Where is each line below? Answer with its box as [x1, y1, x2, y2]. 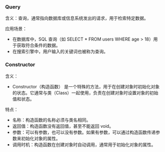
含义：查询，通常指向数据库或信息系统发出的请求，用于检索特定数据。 [5, 15, 149, 21]
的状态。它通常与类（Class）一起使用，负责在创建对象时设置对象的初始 [12, 90, 159, 96]
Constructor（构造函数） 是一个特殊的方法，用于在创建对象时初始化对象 [12, 83, 160, 89]
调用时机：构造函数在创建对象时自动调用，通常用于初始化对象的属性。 [12, 142, 156, 148]
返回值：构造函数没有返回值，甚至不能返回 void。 [12, 123, 114, 129]
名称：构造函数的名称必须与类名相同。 [12, 117, 91, 123]
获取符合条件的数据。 [16, 42, 60, 48]
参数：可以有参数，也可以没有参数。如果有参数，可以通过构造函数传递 [12, 129, 156, 135]
